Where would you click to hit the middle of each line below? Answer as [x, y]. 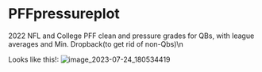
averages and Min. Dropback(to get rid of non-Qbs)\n [96, 44]
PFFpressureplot [64, 14]
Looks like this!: [34, 59]
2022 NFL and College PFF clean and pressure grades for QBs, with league [131, 36]
